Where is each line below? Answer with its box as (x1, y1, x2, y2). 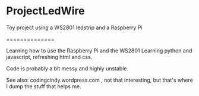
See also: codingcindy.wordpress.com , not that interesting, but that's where (6, 76, 193, 83)
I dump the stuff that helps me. (6, 82, 81, 90)
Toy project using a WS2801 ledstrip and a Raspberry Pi (6, 24, 143, 31)
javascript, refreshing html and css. (6, 53, 93, 60)
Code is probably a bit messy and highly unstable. (6, 64, 129, 72)
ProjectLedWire (6, 4, 85, 18)
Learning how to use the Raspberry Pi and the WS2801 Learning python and (6, 47, 192, 54)
